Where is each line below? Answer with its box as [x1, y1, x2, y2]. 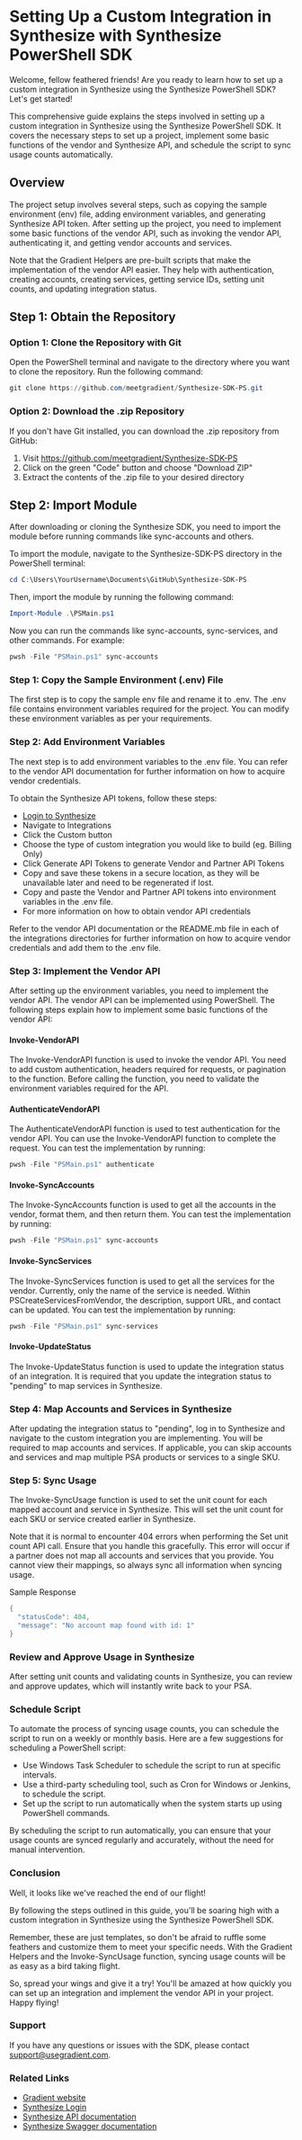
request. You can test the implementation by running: [9, 1142, 206, 1153]
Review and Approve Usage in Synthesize [9, 1651, 195, 1663]
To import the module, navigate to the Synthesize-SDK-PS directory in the [9, 549, 283, 560]
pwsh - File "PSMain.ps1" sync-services [9, 1321, 159, 1330]
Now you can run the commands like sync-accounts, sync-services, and [9, 625, 279, 636]
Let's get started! [9, 93, 74, 104]
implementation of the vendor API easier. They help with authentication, [9, 264, 275, 275]
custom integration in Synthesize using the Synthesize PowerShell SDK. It [9, 120, 281, 131]
